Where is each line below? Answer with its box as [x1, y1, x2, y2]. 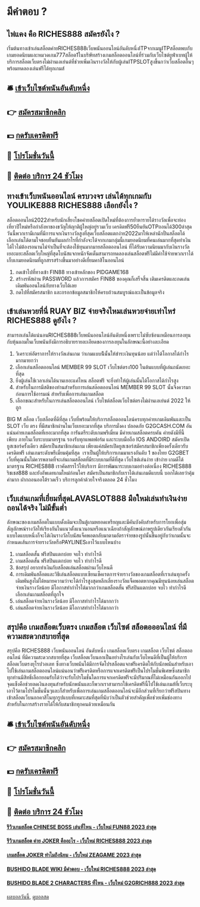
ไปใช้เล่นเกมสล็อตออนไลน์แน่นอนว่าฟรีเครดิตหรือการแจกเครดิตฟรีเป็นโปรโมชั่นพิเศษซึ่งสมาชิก [7, 667, 190, 675]
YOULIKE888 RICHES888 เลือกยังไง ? [7, 200, 139, 210]
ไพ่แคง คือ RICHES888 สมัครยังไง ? [7, 29, 120, 39]
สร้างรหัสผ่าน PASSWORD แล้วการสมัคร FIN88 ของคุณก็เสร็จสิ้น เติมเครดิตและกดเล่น [15, 275, 190, 282]
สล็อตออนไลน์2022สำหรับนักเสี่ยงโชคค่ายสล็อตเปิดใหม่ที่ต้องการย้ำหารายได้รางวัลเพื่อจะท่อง [7, 216, 186, 223]
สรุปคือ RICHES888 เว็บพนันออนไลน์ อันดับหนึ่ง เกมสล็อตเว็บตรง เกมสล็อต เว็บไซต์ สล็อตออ [7, 647, 193, 654]
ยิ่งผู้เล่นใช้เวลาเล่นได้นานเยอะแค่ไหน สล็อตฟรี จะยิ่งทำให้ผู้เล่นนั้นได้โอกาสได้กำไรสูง [15, 377, 179, 384]
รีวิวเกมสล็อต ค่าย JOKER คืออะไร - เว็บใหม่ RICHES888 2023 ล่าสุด [7, 837, 152, 844]
